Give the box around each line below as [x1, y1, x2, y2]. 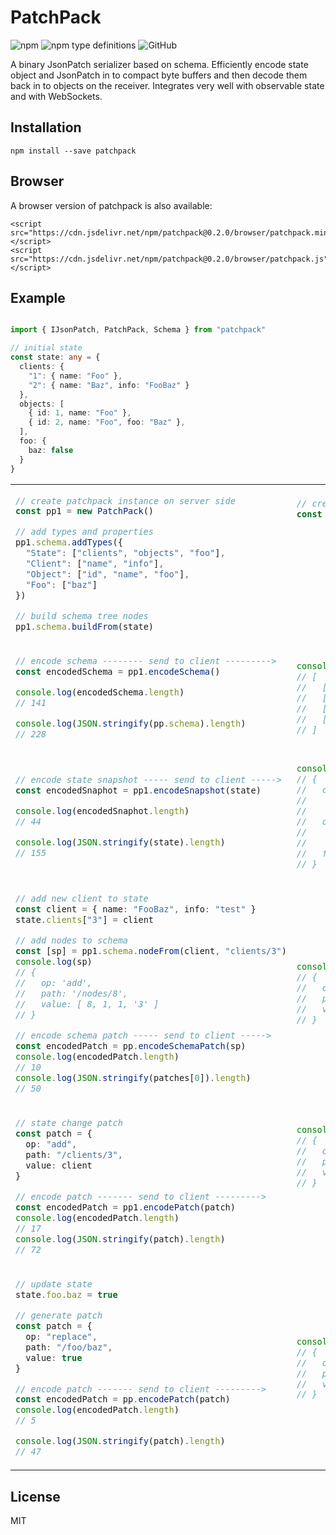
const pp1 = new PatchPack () [15, 506, 155, 517]
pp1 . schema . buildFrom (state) [15, 621, 155, 633]
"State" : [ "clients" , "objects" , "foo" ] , [25, 547, 226, 559]
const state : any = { [10, 352, 101, 363]
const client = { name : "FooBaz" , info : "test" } [15, 904, 257, 915]
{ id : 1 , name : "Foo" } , [28, 408, 132, 418]
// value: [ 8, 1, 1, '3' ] [15, 998, 160, 1010]
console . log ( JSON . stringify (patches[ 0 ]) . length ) [15, 1072, 252, 1083]
